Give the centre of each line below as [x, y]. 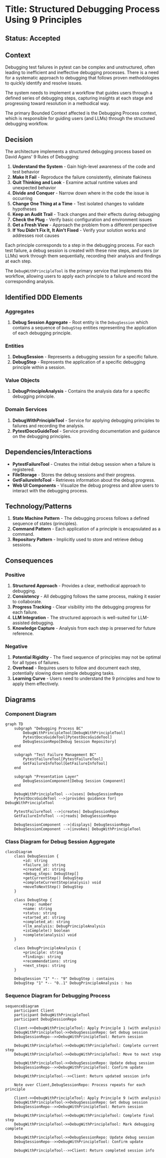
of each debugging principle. [42, 333]
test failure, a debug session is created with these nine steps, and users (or [82, 250]
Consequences [29, 561]
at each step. [19, 261]
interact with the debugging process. [50, 490]
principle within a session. [39, 367]
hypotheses [24, 209]
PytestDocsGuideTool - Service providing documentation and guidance [86, 431]
